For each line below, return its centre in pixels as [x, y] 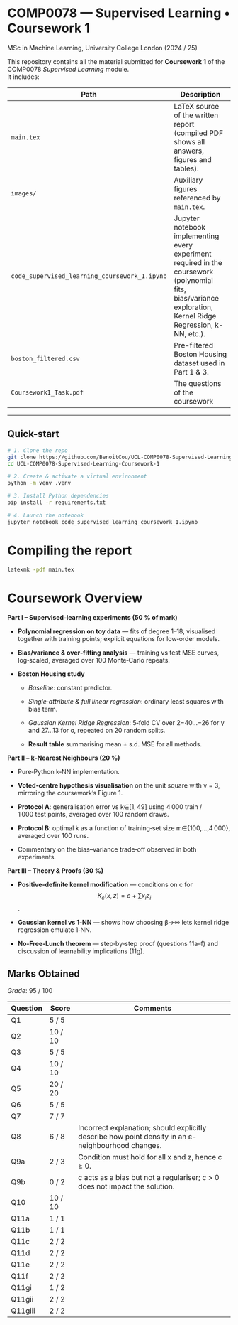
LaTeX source [196, 106]
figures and [193, 159]
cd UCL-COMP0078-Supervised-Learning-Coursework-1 [84, 463]
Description [200, 94]
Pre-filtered [193, 345]
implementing [196, 236]
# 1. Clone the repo [38, 450]
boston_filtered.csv [45, 358]
